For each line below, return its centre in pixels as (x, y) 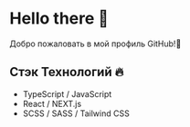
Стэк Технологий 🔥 (67, 72)
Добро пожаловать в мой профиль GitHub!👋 (95, 44)
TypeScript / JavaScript (67, 93)
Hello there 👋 (59, 19)
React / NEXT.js (52, 103)
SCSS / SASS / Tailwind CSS (76, 113)
